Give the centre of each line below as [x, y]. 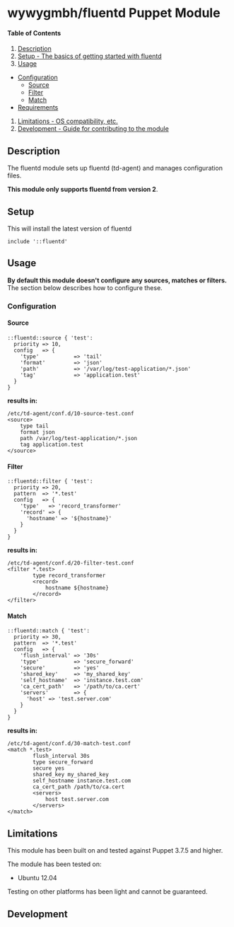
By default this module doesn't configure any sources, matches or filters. [117, 280]
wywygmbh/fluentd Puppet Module [114, 13]
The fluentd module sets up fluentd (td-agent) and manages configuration [115, 168]
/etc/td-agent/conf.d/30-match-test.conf [69, 744]
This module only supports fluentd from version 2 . [83, 190]
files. [14, 175]
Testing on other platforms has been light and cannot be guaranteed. [107, 892]
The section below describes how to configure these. [85, 287]
